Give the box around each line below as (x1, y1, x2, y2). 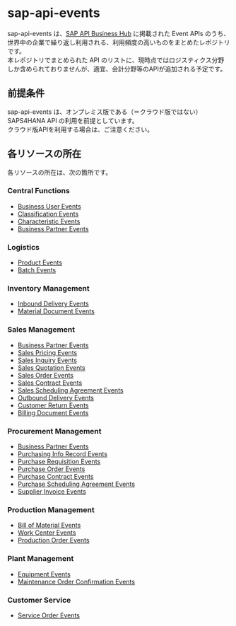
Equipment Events (17, 569, 71, 578)
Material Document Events (17, 307, 95, 315)
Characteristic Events (17, 217, 81, 226)
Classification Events (17, 209, 79, 218)
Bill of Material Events (17, 521, 81, 530)
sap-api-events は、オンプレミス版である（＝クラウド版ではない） (7, 108, 202, 116)
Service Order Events (17, 610, 80, 620)
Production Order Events (17, 536, 90, 545)
